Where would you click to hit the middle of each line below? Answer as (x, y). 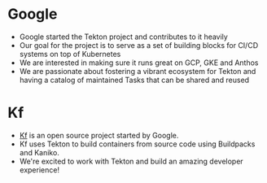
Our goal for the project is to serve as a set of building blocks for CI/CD (138, 45)
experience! (39, 170)
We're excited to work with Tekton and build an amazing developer (131, 161)
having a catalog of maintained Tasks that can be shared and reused (134, 80)
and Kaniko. (39, 152)
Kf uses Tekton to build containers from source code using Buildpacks (137, 144)
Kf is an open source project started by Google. (99, 135)
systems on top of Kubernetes (70, 54)
